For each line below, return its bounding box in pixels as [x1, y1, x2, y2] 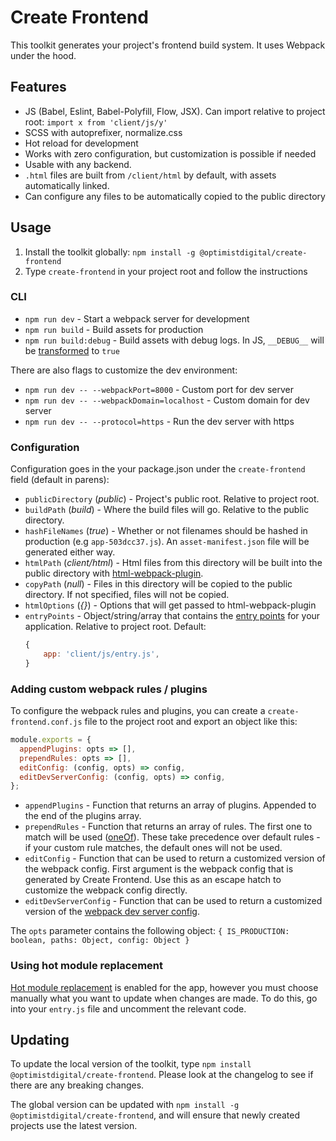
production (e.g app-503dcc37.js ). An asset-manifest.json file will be [24, 536, 310, 548]
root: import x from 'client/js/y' [24, 116, 168, 128]
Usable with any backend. [24, 158, 132, 170]
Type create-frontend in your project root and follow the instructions [24, 265, 308, 277]
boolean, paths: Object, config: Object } [10, 936, 190, 946]
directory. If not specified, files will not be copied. [24, 589, 230, 601]
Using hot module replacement [10, 959, 164, 973]
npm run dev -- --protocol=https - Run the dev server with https [24, 415, 295, 427]
